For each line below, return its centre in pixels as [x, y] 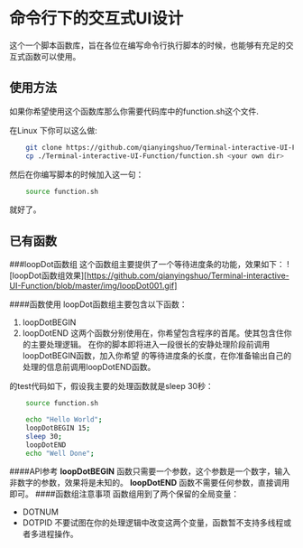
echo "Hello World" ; [64, 420]
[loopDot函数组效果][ [48, 275]
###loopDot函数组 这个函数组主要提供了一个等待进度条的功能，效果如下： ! [150, 265]
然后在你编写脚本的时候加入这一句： [77, 174]
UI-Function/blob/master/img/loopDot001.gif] [93, 286]
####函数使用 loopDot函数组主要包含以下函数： [98, 304]
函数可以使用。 [53, 56]
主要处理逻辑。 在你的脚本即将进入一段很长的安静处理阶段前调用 [150, 345]
